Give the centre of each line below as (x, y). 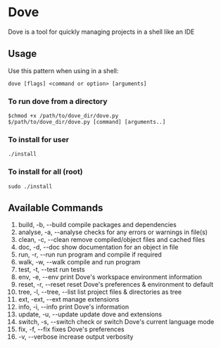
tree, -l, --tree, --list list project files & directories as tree (100, 292)
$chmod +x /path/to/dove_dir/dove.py (63, 116)
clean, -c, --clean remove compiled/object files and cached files (112, 240)
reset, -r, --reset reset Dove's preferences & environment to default (116, 285)
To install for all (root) (45, 172)
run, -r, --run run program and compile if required (90, 254)
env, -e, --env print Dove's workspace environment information (110, 277)
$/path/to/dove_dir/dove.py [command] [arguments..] (87, 122)
